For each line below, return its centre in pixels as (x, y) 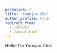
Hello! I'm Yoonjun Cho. (29, 46)
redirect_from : (20, 23)
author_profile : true (27, 18)
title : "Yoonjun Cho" (27, 14)
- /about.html (24, 32)
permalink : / (18, 9)
